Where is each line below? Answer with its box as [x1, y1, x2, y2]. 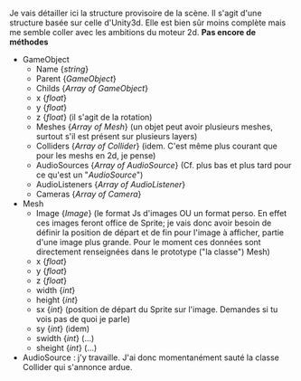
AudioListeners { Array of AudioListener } [35, 179, 186, 189]
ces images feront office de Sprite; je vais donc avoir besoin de [35, 217, 272, 228]
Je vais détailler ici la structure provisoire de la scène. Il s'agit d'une [9, 8, 262, 18]
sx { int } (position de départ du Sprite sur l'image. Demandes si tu [35, 304, 278, 315]
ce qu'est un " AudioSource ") [35, 169, 144, 180]
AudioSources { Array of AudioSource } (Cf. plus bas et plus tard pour [35, 160, 292, 170]
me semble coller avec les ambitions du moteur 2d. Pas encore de [9, 27, 256, 37]
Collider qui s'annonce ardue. [22, 362, 133, 372]
